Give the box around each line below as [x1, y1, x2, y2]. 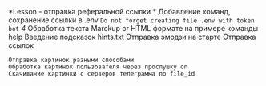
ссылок [8, 41, 34, 50]
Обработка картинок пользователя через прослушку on [8, 63, 188, 71]
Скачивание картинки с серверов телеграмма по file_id [8, 70, 195, 78]
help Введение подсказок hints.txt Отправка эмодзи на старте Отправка [8, 32, 256, 41]
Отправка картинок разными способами [8, 56, 135, 64]
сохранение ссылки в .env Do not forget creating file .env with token [8, 15, 255, 25]
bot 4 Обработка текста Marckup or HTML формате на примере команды [8, 24, 259, 33]
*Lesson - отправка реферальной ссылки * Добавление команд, [8, 7, 231, 16]
